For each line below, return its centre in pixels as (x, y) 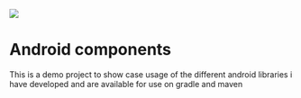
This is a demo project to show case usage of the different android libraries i (151, 74)
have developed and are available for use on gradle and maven (126, 84)
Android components (91, 50)
